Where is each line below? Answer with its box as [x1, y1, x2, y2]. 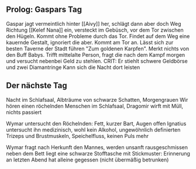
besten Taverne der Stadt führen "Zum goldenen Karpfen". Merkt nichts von [6, 45, 190, 52]
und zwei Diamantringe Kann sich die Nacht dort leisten [6, 64, 140, 71]
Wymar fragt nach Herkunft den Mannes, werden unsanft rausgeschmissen [6, 143, 188, 151]
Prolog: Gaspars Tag [6, 5, 82, 15]
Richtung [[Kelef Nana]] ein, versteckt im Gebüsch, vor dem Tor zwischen [6, 26, 184, 33]
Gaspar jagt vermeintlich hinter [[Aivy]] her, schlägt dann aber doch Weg [6, 20, 181, 27]
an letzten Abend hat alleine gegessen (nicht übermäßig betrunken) [6, 156, 169, 163]
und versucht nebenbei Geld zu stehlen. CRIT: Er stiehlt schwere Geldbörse [6, 57, 188, 64]
